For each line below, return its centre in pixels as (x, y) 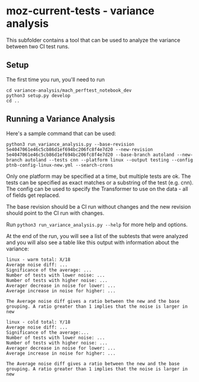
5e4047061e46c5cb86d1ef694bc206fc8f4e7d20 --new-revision (80, 149)
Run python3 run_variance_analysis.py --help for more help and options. (97, 224)
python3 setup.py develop (38, 95)
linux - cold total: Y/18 (38, 322)
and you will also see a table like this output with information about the (93, 242)
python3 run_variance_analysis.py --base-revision (70, 144)
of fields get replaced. (33, 195)
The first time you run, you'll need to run (56, 79)
